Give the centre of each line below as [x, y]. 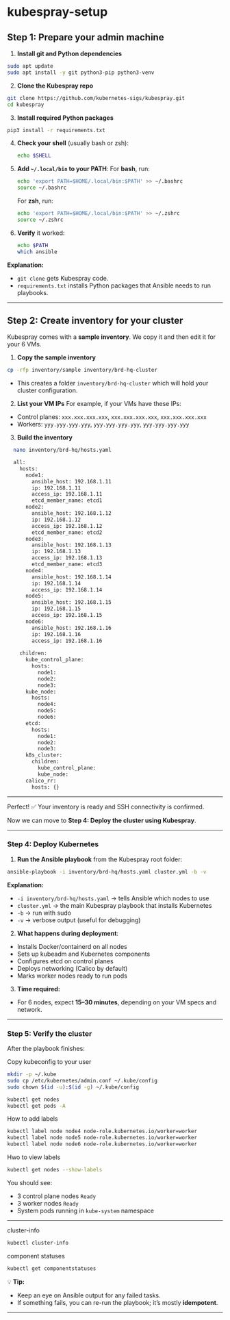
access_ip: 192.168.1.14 [67, 589]
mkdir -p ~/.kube [32, 1075]
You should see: [30, 1182]
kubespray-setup [57, 12]
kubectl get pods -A [37, 1106]
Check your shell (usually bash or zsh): [73, 143]
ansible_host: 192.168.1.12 [72, 513]
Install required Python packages [65, 118]
